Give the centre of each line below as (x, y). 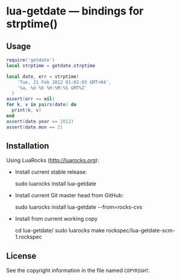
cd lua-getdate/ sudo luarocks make (60, 231)
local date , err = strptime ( (43, 77)
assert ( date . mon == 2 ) (35, 127)
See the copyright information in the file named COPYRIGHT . (78, 270)
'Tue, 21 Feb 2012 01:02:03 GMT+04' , (64, 82)
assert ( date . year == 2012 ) (40, 121)
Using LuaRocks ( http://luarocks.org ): (53, 161)
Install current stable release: (51, 172)
